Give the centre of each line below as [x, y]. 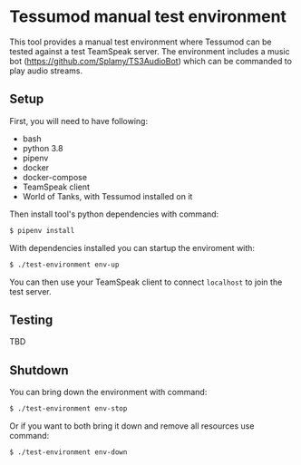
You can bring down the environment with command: [108, 392]
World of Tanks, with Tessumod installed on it [107, 196]
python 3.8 [43, 148]
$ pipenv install [42, 230]
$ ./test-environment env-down [68, 452]
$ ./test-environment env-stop [68, 409]
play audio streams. [46, 71]
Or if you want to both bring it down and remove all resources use [132, 426]
